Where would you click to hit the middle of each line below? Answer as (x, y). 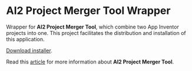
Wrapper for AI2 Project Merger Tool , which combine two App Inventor (93, 27)
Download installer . (29, 50)
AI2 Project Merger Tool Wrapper (88, 11)
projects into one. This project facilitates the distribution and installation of (96, 33)
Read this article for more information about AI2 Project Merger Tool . (90, 62)
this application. (26, 39)
